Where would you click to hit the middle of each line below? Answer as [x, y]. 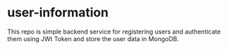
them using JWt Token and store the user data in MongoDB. [93, 38]
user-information [58, 13]
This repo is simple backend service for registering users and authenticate [114, 32]
